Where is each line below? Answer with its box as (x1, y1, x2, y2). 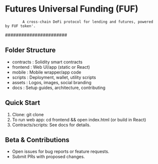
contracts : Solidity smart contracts (12, 59, 83, 65)
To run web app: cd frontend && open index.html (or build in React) (12, 117, 146, 122)
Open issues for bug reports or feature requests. (12, 149, 109, 154)
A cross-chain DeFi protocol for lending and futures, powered (22, 19, 153, 24)
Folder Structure (5, 46, 56, 54)
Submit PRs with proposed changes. (12, 154, 85, 160)
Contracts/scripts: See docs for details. (12, 122, 91, 128)
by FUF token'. (5, 23, 36, 29)
